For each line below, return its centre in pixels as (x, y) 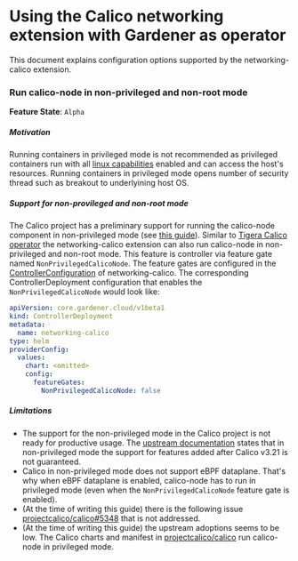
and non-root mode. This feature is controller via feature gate (160, 254)
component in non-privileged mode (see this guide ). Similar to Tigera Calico (148, 235)
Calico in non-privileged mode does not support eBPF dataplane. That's (154, 471)
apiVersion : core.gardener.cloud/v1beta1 (87, 309)
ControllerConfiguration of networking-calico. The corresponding (129, 273)
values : (32, 357)
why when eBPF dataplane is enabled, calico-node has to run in (139, 480)
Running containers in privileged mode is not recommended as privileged (144, 155)
